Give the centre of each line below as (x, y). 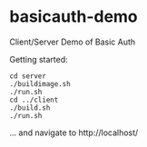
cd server (28, 76)
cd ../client (34, 100)
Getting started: (39, 59)
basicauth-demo (73, 17)
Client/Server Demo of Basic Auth (73, 42)
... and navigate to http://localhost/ (74, 132)
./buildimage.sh (40, 83)
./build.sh (30, 108)
